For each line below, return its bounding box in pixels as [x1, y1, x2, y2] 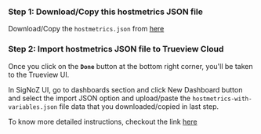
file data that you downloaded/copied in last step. [59, 101, 219, 111]
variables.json [8, 103, 58, 111]
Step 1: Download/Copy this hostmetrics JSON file [8, 6, 204, 17]
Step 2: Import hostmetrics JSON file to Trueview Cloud [8, 44, 224, 55]
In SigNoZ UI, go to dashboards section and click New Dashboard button [8, 85, 243, 94]
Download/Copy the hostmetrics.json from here [8, 24, 165, 34]
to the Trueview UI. [8, 70, 70, 79]
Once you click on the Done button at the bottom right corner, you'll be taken [8, 61, 253, 71]
